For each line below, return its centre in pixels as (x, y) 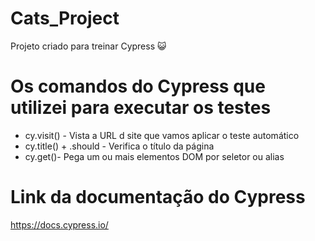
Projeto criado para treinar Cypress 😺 (88, 46)
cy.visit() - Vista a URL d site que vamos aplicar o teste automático (162, 135)
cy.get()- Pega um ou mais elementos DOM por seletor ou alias (154, 156)
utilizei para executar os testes (141, 108)
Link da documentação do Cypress (158, 197)
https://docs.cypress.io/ (59, 224)
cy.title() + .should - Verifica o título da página (119, 146)
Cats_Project (65, 18)
